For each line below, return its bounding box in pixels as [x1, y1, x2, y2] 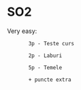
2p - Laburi [28, 52, 63, 59]
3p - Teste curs [28, 40, 75, 47]
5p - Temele [28, 64, 63, 71]
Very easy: [7, 27, 37, 35]
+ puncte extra [28, 76, 71, 83]
